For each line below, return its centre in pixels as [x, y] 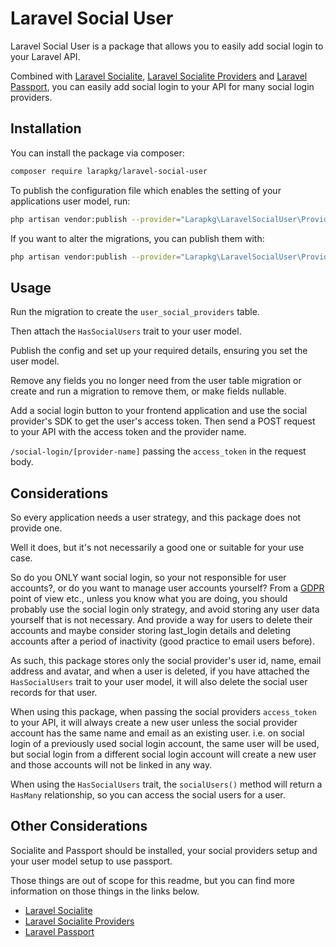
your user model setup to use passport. [91, 861]
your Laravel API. [45, 56]
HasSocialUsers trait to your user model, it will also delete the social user [159, 681]
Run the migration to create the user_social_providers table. [135, 312]
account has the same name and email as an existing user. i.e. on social [157, 733]
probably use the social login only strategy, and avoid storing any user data [165, 609]
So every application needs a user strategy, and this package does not [156, 517]
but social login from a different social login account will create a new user [163, 754]
